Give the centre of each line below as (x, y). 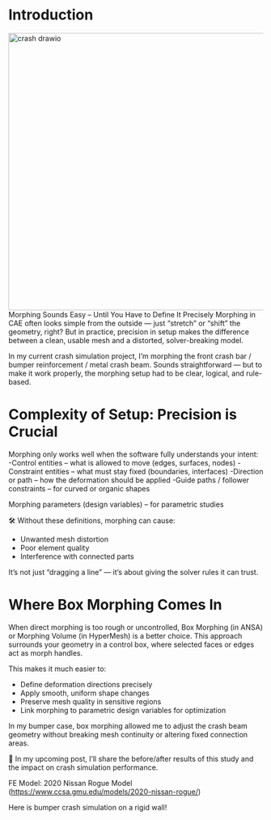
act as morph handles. (46, 652)
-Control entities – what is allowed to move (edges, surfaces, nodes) (122, 462)
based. (20, 381)
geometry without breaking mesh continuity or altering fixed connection (128, 734)
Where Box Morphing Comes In (115, 605)
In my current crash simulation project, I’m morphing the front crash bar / (130, 356)
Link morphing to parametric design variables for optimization (123, 710)
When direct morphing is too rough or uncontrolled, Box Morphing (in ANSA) (136, 627)
